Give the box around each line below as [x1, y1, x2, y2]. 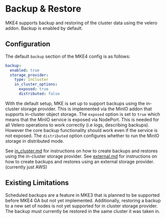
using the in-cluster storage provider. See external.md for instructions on [5, 153, 157, 159]
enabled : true [10, 68, 39, 73]
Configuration [5, 40, 51, 49]
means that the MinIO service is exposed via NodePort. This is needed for [5, 116, 159, 122]
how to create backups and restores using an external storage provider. [5, 158, 154, 164]
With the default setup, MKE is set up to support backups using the [5, 100, 145, 106]
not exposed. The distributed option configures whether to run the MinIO [5, 133, 159, 139]
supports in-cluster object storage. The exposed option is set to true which [5, 111, 160, 117]
